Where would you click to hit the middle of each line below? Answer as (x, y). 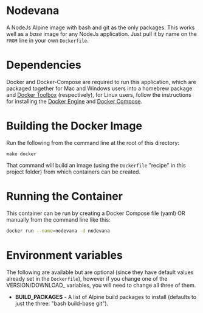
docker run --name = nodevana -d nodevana (58, 231)
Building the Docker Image (74, 126)
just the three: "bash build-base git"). (62, 303)
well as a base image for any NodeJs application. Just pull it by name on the (102, 33)
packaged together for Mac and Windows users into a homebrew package (99, 88)
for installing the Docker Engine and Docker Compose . (74, 101)
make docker (21, 154)
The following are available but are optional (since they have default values (100, 272)
